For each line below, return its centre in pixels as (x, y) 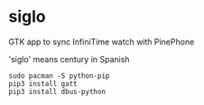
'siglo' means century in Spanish (69, 59)
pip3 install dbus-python (57, 91)
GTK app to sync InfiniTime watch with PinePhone (102, 42)
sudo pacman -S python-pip (59, 76)
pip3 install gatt (43, 83)
